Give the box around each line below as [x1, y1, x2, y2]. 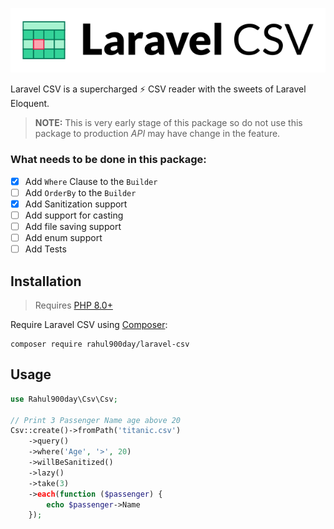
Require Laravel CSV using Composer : [10, 318, 168, 330]
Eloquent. [10, 98, 50, 110]
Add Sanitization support [24, 198, 128, 210]
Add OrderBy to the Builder [24, 186, 137, 198]
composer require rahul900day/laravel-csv [10, 339, 190, 349]
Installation [10, 273, 82, 290]
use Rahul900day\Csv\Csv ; [10, 394, 118, 404]
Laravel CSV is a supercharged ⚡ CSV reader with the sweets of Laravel [10, 83, 307, 95]
